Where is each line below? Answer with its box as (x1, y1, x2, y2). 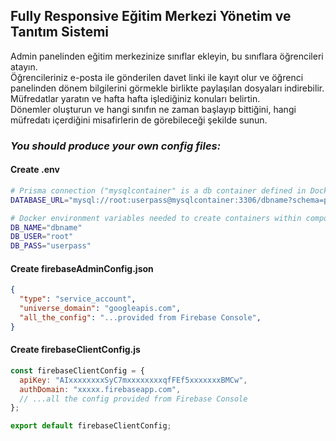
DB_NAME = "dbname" (10, 222, 83, 233)
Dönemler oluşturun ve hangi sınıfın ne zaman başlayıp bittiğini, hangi (10, 103, 297, 115)
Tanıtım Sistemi (10, 24, 110, 41)
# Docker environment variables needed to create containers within (10, 213, 302, 223)
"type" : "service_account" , (19, 294, 137, 304)
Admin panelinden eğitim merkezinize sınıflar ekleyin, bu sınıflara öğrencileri (10, 50, 324, 62)
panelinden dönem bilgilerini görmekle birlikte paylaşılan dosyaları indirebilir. (10, 82, 325, 94)
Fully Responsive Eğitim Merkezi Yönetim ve (10, 8, 292, 25)
